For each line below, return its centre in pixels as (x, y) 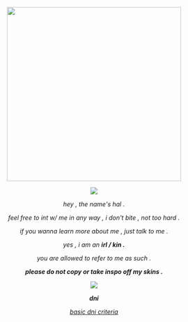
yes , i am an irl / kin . (94, 245)
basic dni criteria (94, 312)
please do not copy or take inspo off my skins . (94, 271)
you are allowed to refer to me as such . (94, 258)
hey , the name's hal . (94, 204)
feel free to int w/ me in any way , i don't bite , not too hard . (94, 217)
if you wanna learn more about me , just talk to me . (94, 231)
